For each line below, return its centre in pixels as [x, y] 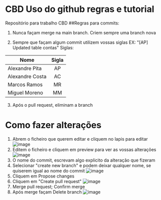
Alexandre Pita [25, 68]
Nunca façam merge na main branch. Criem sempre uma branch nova [84, 32]
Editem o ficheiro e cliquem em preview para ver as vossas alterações [84, 149]
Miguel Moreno [25, 92]
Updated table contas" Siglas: [43, 47]
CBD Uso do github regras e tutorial [80, 9]
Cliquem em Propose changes [43, 176]
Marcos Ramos [25, 84]
